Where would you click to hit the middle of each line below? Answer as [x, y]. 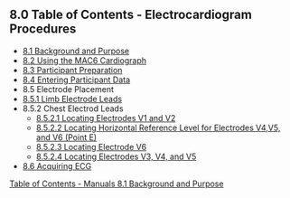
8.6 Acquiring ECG [57, 165]
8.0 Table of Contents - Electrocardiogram [131, 15]
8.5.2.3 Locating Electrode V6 [91, 146]
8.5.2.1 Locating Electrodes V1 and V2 [106, 118]
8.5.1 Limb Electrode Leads [72, 99]
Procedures [43, 29]
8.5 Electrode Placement [68, 89]
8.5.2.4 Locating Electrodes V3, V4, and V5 [116, 156]
